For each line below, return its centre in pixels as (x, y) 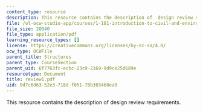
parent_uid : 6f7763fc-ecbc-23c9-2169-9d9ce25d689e (71, 68)
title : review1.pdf (31, 79)
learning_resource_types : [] (43, 40)
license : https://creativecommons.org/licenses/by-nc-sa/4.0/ (86, 46)
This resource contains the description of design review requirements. (94, 102)
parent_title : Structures (39, 57)
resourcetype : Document (36, 74)
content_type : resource (36, 12)
